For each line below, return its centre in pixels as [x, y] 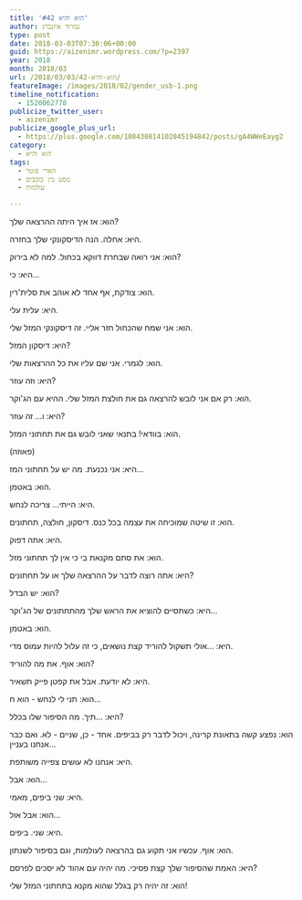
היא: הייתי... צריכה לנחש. [52, 505]
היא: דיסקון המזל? [40, 345]
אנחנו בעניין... [33, 744]
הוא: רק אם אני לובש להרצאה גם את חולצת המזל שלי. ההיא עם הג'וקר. [130, 399]
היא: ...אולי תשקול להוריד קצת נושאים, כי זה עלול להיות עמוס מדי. [121, 646]
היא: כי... [25, 275]
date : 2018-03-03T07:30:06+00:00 [73, 43]
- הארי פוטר [37, 171]
